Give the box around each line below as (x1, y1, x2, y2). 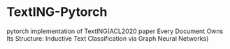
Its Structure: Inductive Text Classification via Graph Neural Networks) (6, 34, 209, 42)
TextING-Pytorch (6, 4, 108, 20)
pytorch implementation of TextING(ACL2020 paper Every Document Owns (6, 27, 224, 35)
